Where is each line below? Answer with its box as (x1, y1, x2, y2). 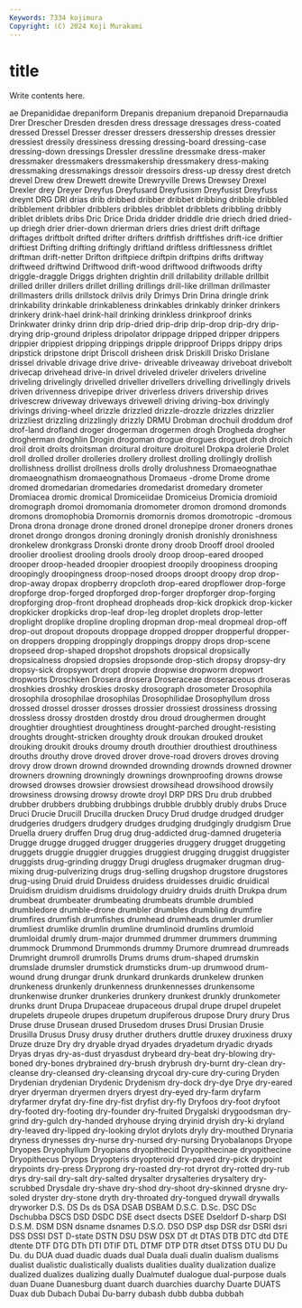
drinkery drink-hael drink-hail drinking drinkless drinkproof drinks (9, 309, 252, 321)
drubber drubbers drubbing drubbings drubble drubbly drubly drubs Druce (9, 799, 288, 809)
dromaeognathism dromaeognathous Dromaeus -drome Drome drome (9, 472, 270, 483)
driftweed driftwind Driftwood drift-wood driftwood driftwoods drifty (9, 261, 263, 272)
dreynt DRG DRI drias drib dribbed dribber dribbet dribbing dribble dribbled (9, 194, 288, 205)
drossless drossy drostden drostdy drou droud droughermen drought (9, 713, 266, 724)
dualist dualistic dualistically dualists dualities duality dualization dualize (9, 1259, 277, 1270)
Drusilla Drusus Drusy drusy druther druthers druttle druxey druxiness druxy (9, 1029, 293, 1040)
